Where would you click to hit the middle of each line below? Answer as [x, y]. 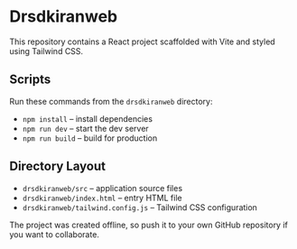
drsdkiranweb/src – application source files [102, 188]
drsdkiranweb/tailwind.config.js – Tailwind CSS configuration [139, 207]
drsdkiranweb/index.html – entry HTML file [102, 198]
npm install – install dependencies [88, 118]
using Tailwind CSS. [46, 51]
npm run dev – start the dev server [85, 128]
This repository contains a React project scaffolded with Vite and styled [142, 41]
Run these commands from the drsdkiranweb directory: [111, 101]
